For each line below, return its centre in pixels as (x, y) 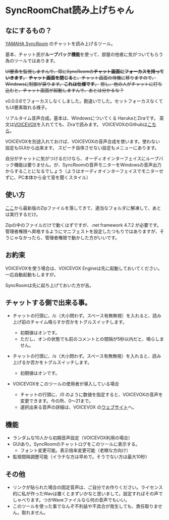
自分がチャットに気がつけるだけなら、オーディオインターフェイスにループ (82, 159)
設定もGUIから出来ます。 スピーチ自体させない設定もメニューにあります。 (82, 148)
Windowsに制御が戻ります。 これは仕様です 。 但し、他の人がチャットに (79, 84)
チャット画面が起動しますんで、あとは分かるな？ (73, 90)
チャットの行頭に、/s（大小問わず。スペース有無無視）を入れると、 (82, 356)
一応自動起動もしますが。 (32, 274)
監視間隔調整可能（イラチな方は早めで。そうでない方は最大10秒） (81, 457)
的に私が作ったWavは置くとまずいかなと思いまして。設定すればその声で (88, 494)
